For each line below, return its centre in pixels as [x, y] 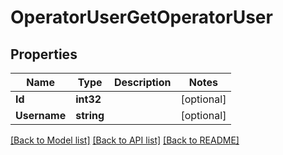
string [90, 115]
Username [41, 115]
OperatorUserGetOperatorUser [141, 17]
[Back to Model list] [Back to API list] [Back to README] [125, 140]
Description [143, 82]
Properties [44, 54]
